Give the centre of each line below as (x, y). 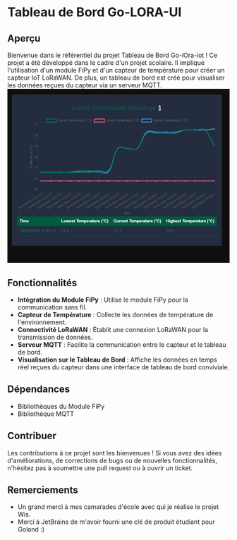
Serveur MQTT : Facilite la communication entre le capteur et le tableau (122, 344)
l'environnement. (42, 322)
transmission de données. (55, 337)
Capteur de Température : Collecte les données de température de (115, 314)
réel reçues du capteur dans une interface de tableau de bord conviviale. (123, 367)
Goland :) (31, 529)
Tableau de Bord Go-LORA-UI (95, 12)
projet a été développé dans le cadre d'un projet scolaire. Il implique (106, 63)
